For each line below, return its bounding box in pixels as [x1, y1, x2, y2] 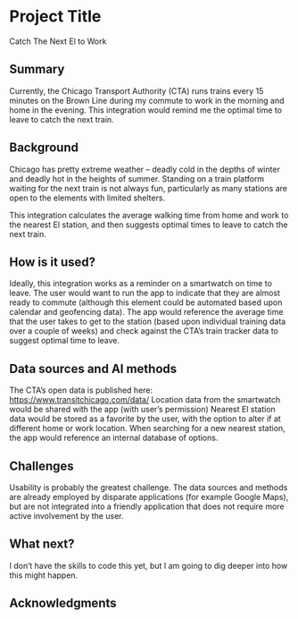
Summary [9, 62, 65, 77]
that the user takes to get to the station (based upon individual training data [9, 316, 286, 327]
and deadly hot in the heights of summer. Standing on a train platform [9, 173, 265, 184]
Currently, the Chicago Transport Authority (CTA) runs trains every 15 [9, 85, 264, 96]
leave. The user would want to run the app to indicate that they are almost [9, 288, 281, 299]
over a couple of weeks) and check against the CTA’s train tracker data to [9, 326, 279, 336]
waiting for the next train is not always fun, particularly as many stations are [9, 182, 288, 193]
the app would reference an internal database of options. [9, 432, 219, 444]
